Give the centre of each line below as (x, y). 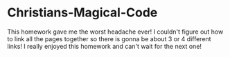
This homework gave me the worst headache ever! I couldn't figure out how (115, 32)
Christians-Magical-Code (82, 13)
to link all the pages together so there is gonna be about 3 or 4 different (109, 38)
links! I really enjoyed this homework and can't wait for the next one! (105, 46)
